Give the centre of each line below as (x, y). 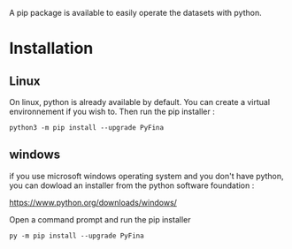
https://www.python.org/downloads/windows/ (93, 202)
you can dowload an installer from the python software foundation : (132, 185)
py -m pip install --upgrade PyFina (77, 236)
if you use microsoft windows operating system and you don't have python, (147, 176)
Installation (51, 49)
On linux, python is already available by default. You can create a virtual (140, 102)
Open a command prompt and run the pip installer (100, 219)
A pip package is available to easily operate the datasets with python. (136, 13)
